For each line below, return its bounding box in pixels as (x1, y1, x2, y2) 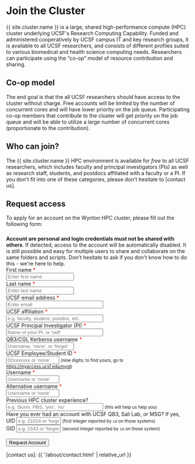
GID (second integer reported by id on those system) (6, 425, 160, 432)
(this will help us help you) (104, 404, 158, 411)
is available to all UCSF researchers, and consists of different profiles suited (6, 42, 189, 49)
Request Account (9, 439, 46, 446)
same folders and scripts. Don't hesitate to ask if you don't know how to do (6, 254, 187, 261)
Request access (6, 199, 66, 209)
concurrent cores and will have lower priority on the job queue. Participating (6, 105, 190, 112)
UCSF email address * (6, 294, 60, 301)
